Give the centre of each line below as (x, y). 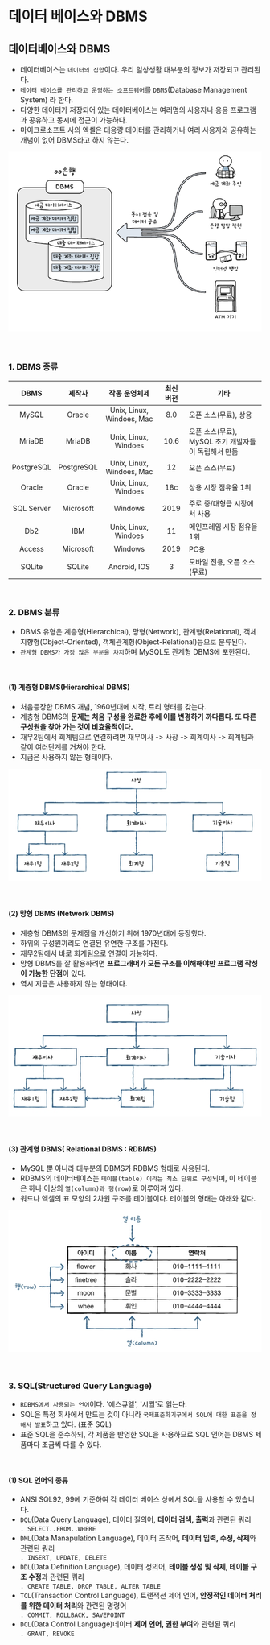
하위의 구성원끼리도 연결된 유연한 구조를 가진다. (94, 943)
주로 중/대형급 (211, 503)
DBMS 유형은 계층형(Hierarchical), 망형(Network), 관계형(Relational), (131, 631)
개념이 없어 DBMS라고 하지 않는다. (74, 140)
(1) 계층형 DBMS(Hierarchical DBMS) (69, 687)
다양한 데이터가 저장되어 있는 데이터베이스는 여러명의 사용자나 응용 (124, 110)
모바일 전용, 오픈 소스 (222, 562)
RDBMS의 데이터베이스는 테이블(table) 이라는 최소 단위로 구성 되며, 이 (128, 1178)
